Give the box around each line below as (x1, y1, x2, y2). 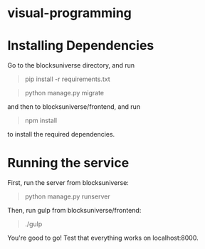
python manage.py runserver (24, 192, 110, 201)
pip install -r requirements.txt (24, 75, 110, 83)
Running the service (7, 155, 130, 171)
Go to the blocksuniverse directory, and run (7, 61, 135, 70)
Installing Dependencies (7, 38, 154, 54)
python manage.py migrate (24, 89, 105, 97)
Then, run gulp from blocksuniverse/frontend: (7, 206, 142, 215)
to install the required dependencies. (7, 130, 115, 139)
